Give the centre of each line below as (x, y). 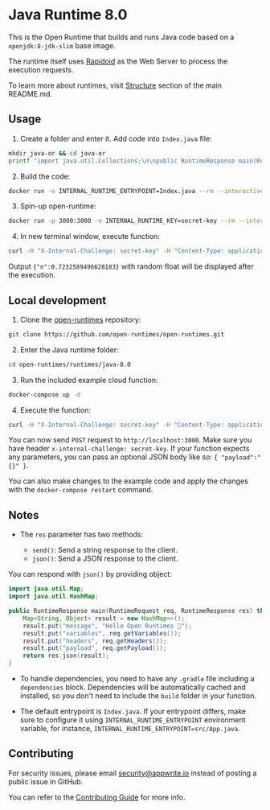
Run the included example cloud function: (89, 380)
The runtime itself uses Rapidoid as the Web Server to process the (118, 61)
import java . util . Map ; (46, 589)
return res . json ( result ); (66, 656)
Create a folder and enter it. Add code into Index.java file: (116, 138)
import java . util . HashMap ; (53, 597)
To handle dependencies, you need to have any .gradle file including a (137, 678)
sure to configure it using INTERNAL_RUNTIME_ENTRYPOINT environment (133, 720)
